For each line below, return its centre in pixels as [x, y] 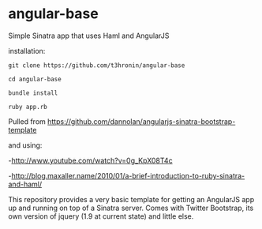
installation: [27, 51]
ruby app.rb [28, 107]
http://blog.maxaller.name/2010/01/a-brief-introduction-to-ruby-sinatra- [128, 175]
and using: [25, 145]
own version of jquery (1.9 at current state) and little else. [101, 216]
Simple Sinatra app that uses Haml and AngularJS [89, 36]
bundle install [33, 93]
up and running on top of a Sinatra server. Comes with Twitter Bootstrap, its [131, 208]
